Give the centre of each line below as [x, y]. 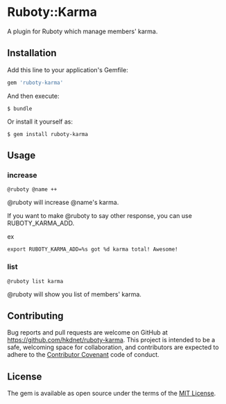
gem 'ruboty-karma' [35, 83]
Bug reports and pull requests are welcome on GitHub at [88, 333]
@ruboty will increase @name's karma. [63, 203]
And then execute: [33, 96]
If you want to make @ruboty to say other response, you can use [100, 216]
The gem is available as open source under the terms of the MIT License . [112, 394]
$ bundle [20, 108]
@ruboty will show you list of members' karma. [75, 294]
